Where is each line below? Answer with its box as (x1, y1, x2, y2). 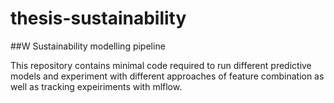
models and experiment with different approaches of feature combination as (10, 70, 325, 82)
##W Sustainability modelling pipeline (10, 40, 166, 52)
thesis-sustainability (10, 7, 187, 30)
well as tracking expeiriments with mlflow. (10, 80, 183, 92)
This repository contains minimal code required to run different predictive (10, 59, 312, 71)
